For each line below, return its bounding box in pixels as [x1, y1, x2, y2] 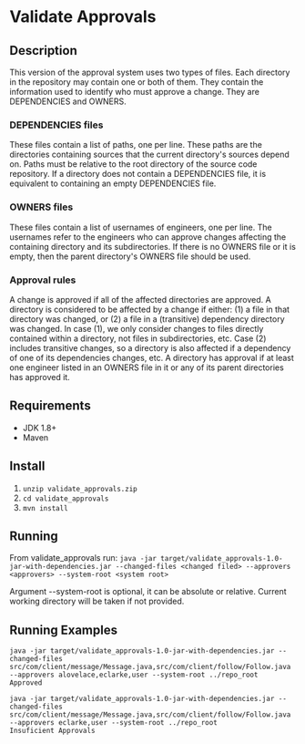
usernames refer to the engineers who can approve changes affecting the [9, 231, 287, 243]
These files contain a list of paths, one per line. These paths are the [9, 139, 262, 150]
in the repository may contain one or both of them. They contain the [9, 77, 264, 88]
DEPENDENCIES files [9, 119, 104, 131]
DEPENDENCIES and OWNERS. [9, 96, 127, 107]
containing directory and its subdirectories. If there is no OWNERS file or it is [9, 241, 296, 252]
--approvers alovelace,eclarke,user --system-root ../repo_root [9, 670, 259, 680]
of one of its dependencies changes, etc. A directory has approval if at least [9, 352, 294, 363]
